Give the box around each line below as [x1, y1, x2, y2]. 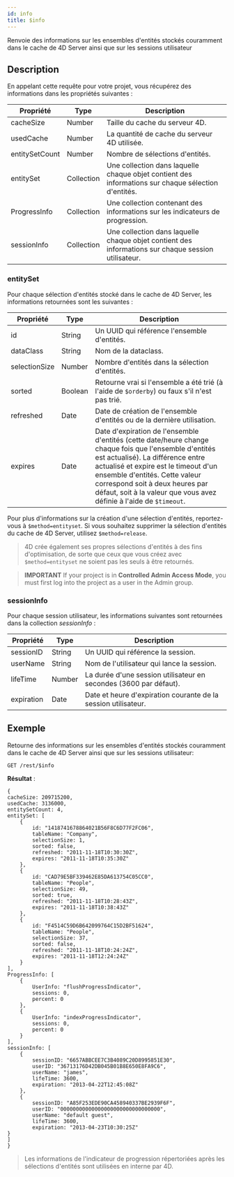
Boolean [61, 386, 88, 395]
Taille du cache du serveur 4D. [107, 118, 207, 128]
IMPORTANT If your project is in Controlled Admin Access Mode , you [24, 571, 226, 579]
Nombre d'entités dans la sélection [95, 357, 209, 367]
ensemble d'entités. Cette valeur [95, 469, 201, 479]
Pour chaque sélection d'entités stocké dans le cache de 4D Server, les [7, 290, 212, 298]
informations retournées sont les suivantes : [7, 298, 134, 306]
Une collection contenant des [107, 198, 203, 208]
